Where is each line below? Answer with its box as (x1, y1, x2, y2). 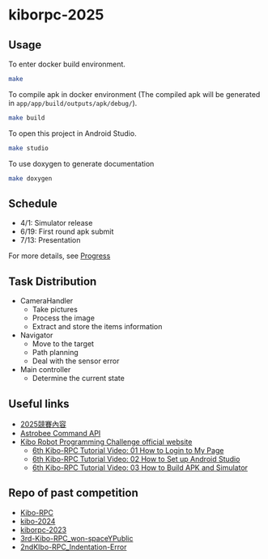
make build (8, 113, 45, 122)
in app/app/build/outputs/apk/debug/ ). (8, 98, 138, 108)
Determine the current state (32, 374, 125, 383)
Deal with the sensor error (32, 356, 120, 366)
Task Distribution (8, 274, 97, 288)
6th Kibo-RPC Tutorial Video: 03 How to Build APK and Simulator (32, 463, 249, 472)
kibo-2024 (19, 516, 56, 526)
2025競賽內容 (19, 419, 67, 429)
